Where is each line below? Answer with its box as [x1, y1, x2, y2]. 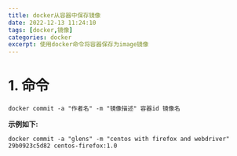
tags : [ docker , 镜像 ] [8, 26, 73, 34]
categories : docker [8, 33, 72, 42]
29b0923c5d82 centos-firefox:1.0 [8, 142, 118, 150]
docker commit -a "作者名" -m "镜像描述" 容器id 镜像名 [8, 105, 180, 113]
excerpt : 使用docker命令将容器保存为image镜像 [8, 41, 149, 49]
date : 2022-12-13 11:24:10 [8, 19, 97, 27]
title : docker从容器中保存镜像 [8, 11, 101, 20]
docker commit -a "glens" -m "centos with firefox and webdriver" [8, 135, 230, 143]
